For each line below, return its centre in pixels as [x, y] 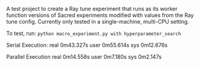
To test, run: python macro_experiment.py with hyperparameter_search [94, 33]
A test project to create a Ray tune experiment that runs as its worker [92, 9]
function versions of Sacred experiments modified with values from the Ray [100, 15]
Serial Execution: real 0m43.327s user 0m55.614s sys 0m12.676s [87, 45]
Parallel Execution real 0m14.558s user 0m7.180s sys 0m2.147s [84, 57]
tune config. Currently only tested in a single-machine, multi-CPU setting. [98, 21]
